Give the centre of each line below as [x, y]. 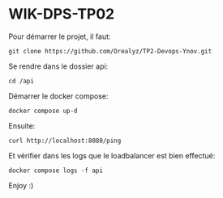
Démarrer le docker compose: [58, 96]
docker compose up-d [43, 111]
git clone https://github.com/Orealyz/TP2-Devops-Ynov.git [110, 51]
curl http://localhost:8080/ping [65, 141]
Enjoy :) [21, 185]
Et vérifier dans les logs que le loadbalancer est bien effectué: [112, 155]
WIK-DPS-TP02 [62, 14]
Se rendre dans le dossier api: [58, 66]
